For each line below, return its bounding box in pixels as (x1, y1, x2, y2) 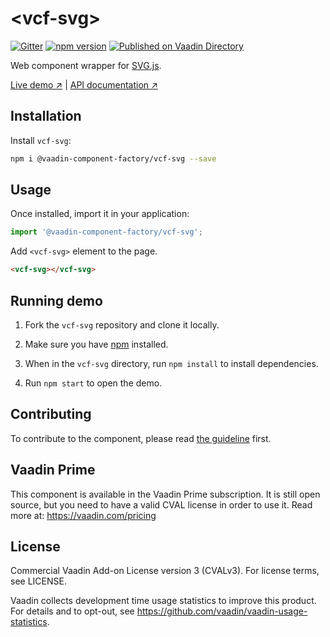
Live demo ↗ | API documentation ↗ (10, 78, 158, 91)
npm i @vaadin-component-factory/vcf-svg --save (10, 153, 217, 164)
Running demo (10, 292, 103, 309)
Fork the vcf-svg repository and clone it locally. (24, 319, 220, 331)
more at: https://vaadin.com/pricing (10, 509, 157, 521)
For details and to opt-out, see (10, 605, 135, 617)
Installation (10, 108, 82, 125)
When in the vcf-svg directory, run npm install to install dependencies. (24, 358, 319, 369)
